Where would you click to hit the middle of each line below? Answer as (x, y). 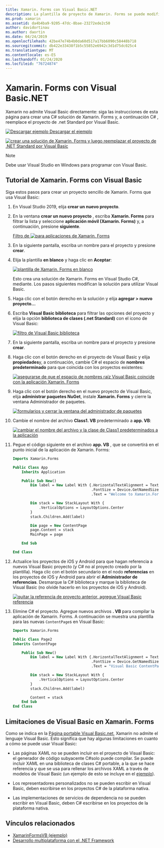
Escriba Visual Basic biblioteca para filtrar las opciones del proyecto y (83, 313)
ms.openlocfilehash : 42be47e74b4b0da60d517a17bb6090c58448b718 (71, 41)
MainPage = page (47, 535)
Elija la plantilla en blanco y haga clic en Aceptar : (62, 260)
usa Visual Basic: (23, 197)
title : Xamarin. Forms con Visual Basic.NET (51, 9)
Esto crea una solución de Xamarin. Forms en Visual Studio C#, (76, 278)
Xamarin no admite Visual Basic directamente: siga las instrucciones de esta (82, 112)
